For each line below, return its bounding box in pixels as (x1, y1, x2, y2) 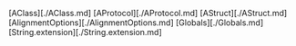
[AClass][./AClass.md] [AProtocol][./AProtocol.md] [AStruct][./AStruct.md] (8, 8, 288, 18)
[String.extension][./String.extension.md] (8, 27, 163, 37)
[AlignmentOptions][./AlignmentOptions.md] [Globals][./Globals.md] (8, 17, 264, 28)
